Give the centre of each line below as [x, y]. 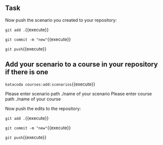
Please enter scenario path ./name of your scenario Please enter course [79, 94]
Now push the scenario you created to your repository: [61, 20]
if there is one [27, 72]
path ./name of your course [33, 99]
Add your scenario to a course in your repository [81, 65]
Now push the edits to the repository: [43, 108]
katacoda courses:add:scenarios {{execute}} [50, 84]
